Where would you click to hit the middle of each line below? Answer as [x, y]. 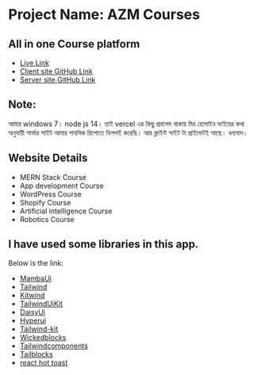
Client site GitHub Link [56, 71]
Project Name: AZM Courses [104, 15]
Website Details [48, 158]
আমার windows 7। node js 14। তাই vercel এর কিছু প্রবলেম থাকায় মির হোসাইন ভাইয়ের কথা [126, 124]
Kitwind [32, 296]
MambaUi [35, 278]
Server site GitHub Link [57, 80]
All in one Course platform [74, 44]
